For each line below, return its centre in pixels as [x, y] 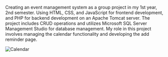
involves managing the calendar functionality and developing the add [77, 34]
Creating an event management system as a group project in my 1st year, [81, 7]
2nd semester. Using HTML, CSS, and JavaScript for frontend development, [84, 13]
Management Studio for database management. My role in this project [78, 29]
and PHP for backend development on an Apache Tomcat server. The [78, 18]
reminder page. [21, 39]
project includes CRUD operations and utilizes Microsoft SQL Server [76, 23]
